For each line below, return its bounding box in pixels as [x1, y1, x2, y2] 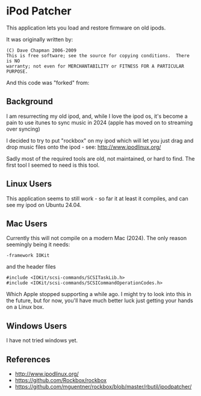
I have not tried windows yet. [6, 337, 78, 344]
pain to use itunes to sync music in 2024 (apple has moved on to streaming [6, 119, 193, 126]
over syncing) [6, 125, 40, 132]
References [6, 354, 51, 365]
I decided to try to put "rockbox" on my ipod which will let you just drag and [6, 137, 194, 144]
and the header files [6, 263, 56, 270]
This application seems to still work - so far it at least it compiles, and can [6, 194, 188, 202]
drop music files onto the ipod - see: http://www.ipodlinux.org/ [6, 143, 161, 150]
